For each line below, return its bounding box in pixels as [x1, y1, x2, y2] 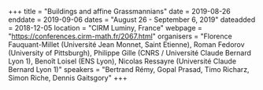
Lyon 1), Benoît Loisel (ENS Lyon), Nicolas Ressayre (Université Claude [8, 56, 237, 66]
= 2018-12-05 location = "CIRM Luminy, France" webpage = [8, 23, 203, 32]
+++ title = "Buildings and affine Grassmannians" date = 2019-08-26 [8, 7, 231, 16]
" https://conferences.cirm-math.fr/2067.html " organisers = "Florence [8, 31, 232, 41]
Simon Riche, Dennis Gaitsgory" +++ [8, 74, 128, 82]
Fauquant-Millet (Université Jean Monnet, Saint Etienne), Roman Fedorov [8, 40, 246, 49]
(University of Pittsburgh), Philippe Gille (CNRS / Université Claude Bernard [8, 49, 252, 57]
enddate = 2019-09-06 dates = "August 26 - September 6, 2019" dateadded [8, 15, 256, 24]
